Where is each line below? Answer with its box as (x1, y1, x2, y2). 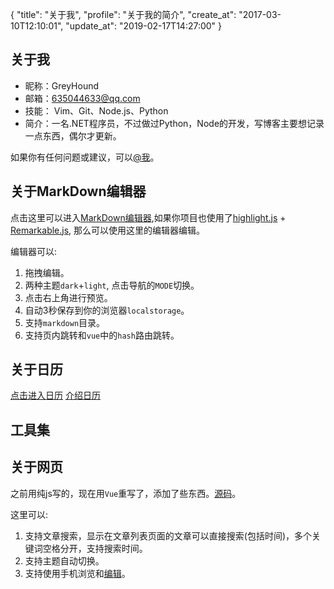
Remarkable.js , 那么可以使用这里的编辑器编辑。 (10, 224, 206, 236)
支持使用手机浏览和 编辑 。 (24, 567, 131, 579)
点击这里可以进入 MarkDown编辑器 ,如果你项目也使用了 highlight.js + (10, 211, 287, 223)
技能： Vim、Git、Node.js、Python (24, 104, 169, 117)
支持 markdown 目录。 (24, 316, 106, 328)
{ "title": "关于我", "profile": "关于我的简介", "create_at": (10, 9, 237, 20)
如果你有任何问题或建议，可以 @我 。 (10, 151, 160, 163)
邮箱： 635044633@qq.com (24, 92, 141, 104)
